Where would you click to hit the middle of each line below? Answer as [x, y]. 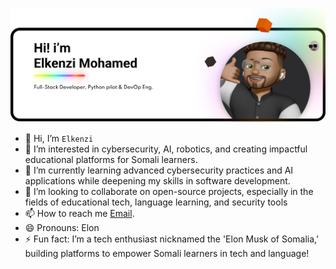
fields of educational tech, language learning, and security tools [156, 202]
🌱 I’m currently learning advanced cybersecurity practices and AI [159, 170]
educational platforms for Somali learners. [111, 159]
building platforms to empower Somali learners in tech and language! [167, 253]
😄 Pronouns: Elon [62, 227]
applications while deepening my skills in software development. [157, 180]
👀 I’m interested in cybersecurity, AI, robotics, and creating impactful [166, 149]
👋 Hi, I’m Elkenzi [59, 138]
